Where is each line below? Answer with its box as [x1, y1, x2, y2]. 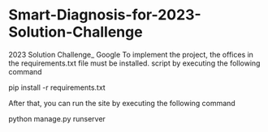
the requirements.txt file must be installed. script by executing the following [8, 58, 261, 68]
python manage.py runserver [8, 113, 106, 123]
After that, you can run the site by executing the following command [8, 98, 236, 108]
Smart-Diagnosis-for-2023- [8, 6, 201, 24]
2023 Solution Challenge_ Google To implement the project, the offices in [8, 49, 254, 59]
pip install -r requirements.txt [8, 83, 106, 92]
